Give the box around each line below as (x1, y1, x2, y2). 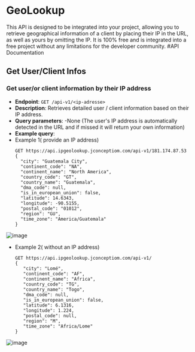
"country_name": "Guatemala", (20, 179, 96, 185)
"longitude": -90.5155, (20, 200, 80, 206)
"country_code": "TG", (23, 281, 80, 287)
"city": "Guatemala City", (20, 158, 88, 164)
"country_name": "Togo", (23, 286, 85, 293)
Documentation (6, 49, 44, 56)
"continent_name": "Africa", (23, 276, 96, 282)
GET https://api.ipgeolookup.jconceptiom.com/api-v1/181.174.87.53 (14, 148, 187, 154)
